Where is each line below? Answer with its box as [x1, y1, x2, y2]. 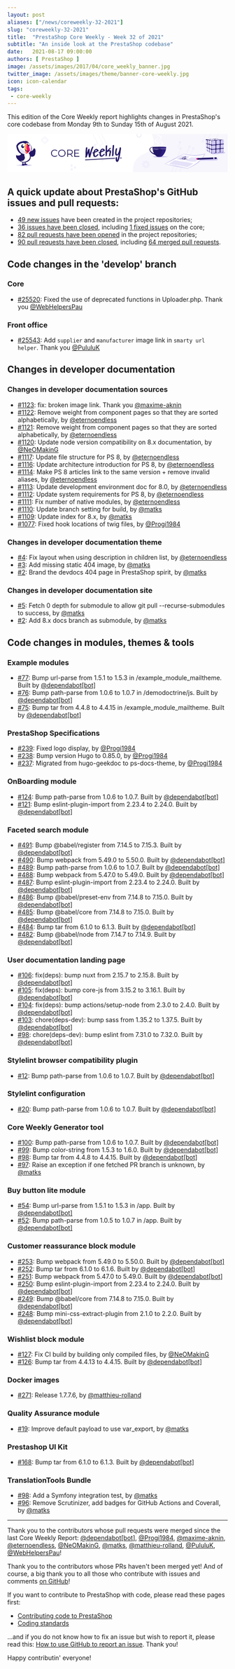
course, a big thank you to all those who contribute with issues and [7, 1570, 201, 1578]
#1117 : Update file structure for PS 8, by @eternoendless [17, 453, 180, 461]
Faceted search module [7, 825, 90, 834]
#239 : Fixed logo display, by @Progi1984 [17, 744, 136, 753]
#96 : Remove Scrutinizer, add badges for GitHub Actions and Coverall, [17, 1499, 221, 1507]
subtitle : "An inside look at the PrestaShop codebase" [7, 41, 173, 48]
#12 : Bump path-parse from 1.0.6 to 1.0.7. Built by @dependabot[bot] [17, 1071, 215, 1080]
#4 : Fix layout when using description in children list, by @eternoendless [17, 554, 227, 562]
